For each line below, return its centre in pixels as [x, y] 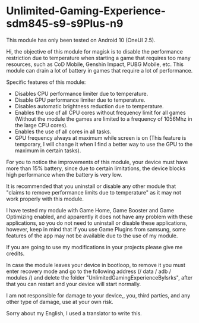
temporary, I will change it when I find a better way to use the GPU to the [104, 144]
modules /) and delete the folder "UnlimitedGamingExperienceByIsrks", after [99, 277]
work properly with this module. [45, 199]
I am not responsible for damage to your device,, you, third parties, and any [98, 295]
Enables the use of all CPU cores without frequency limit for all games [100, 112]
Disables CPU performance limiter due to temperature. [81, 93]
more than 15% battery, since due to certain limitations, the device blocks [96, 168]
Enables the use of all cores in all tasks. [63, 131]
